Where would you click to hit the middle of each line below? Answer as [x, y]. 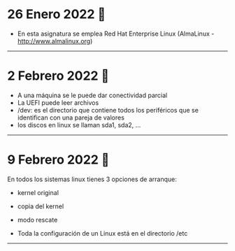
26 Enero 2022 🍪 [57, 14]
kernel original [38, 192]
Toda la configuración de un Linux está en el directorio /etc [102, 233]
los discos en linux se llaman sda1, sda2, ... [79, 124]
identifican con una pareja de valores [71, 117]
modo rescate [37, 220]
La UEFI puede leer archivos [58, 102]
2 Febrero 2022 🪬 [58, 76]
